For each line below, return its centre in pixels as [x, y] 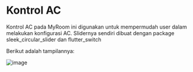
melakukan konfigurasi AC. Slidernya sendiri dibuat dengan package [90, 33]
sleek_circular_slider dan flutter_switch [54, 39]
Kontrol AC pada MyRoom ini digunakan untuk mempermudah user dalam [96, 27]
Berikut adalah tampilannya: [40, 51]
